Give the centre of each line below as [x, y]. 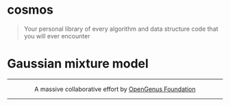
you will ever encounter [57, 36]
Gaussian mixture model [78, 64]
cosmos [30, 10]
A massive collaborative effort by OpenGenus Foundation [115, 89]
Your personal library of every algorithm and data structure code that [121, 29]
